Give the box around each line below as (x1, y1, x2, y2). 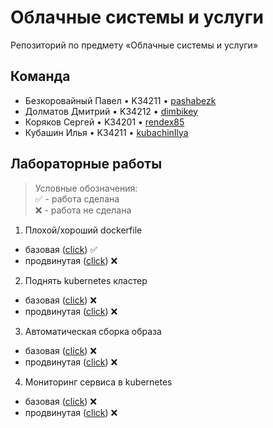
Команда (10, 68, 71, 85)
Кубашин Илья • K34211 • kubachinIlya (24, 126, 189, 138)
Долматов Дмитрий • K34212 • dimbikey (24, 105, 198, 117)
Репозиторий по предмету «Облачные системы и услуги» (10, 39, 259, 51)
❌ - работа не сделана (34, 204, 132, 216)
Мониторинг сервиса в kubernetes (24, 376, 173, 388)
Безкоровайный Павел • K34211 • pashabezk (24, 94, 217, 106)
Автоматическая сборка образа (24, 325, 162, 337)
